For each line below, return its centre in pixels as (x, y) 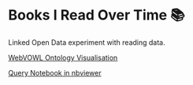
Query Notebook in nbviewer (55, 72)
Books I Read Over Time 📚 (96, 15)
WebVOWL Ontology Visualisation (63, 57)
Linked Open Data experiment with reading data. (87, 42)
